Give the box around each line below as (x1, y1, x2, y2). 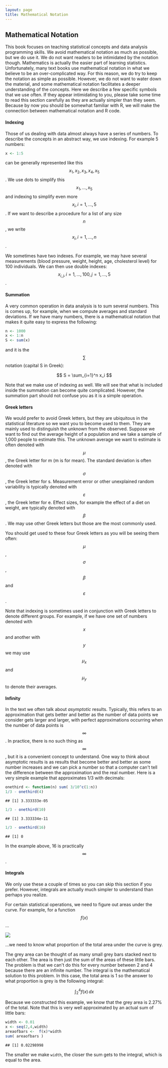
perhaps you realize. (5, 892, 48, 898)
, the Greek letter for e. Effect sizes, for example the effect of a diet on (5, 499, 150, 505)
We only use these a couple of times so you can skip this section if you (5, 881, 152, 887)
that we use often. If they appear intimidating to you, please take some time (5, 92, 161, 98)
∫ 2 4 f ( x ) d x (74, 987, 94, 996)
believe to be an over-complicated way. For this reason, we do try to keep (5, 71, 157, 77)
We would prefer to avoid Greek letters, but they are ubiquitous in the (5, 415, 148, 421)
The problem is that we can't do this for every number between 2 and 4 (5, 962, 153, 968)
